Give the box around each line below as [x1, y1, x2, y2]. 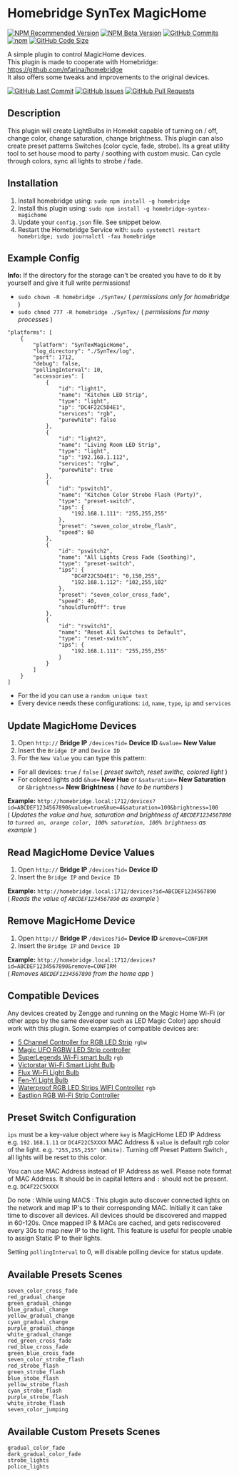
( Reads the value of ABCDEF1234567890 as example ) [7, 894, 160, 902]
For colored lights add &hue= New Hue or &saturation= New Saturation [17, 775, 226, 784]
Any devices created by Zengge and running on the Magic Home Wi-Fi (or [7, 1009, 225, 1017]
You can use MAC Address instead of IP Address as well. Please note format [7, 1167, 232, 1176]
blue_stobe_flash [7, 1375, 59, 1382]
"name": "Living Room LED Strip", [58, 441, 161, 449]
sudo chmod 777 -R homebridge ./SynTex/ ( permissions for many [17, 308, 210, 316]
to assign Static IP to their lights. [7, 1234, 102, 1243]
